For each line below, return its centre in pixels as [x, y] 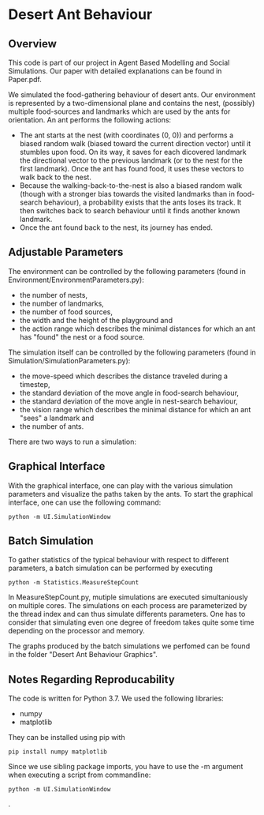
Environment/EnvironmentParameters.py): [76, 280]
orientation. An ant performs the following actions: [90, 120]
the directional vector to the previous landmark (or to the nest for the [131, 160]
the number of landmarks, [61, 303]
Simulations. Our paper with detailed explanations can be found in [115, 71]
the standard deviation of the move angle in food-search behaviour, [129, 392]
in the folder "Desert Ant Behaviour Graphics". [83, 655]
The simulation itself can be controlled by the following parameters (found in [132, 352]
